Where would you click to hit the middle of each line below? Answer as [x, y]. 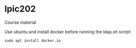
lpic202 [20, 9]
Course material [20, 22]
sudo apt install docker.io [33, 40]
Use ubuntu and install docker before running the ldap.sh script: [68, 32]
